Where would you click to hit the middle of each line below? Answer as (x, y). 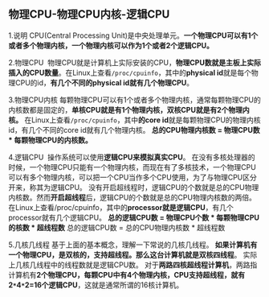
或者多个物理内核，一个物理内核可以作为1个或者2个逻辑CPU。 (111, 45)
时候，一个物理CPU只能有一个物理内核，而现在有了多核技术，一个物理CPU (132, 167)
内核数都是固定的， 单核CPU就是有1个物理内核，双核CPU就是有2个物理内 (129, 109)
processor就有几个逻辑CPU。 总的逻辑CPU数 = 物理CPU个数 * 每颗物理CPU (134, 217)
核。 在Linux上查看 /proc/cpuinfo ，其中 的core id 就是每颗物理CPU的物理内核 (134, 120)
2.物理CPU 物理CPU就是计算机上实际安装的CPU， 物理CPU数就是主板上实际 (134, 62)
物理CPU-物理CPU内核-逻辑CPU (89, 14)
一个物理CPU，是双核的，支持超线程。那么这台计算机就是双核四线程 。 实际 (133, 254)
